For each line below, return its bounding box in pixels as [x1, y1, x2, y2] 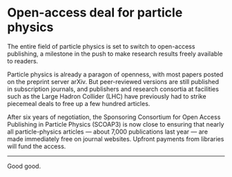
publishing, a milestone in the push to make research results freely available [7, 50, 223, 58]
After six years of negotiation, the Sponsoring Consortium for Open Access [7, 112, 221, 121]
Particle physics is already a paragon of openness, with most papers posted [7, 70, 224, 79]
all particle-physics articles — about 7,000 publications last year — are [7, 127, 209, 136]
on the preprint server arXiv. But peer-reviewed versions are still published [7, 77, 220, 85]
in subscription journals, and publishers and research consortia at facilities [7, 85, 220, 93]
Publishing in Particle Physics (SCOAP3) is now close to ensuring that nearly [7, 120, 224, 128]
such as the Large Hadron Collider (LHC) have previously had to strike [7, 92, 206, 101]
